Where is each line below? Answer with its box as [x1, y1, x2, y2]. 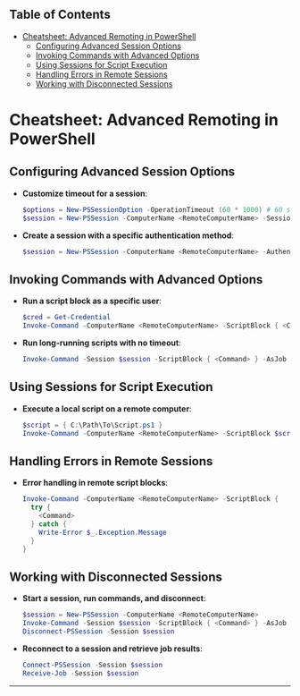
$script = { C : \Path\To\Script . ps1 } [21, 420, 163, 429]
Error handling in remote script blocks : [21, 478, 168, 488]
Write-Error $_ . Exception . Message [38, 528, 167, 537]
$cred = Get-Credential [21, 313, 112, 322]
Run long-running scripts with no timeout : [21, 337, 181, 348]
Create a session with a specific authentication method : [21, 230, 235, 241]
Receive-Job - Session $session [21, 668, 139, 678]
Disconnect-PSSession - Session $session [21, 626, 175, 636]
